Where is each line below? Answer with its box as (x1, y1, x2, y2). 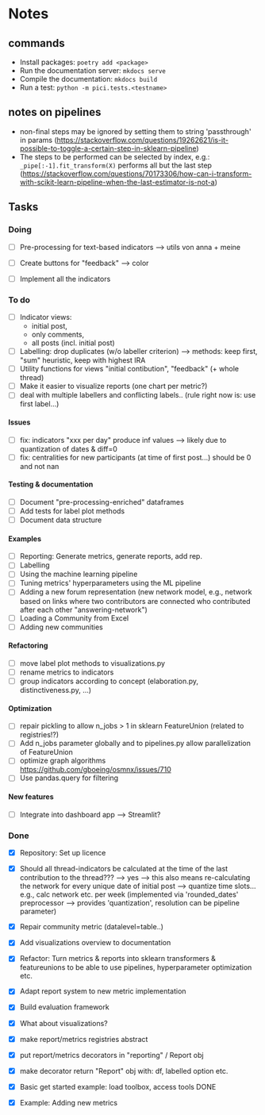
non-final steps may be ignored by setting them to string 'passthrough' (19, 126, 252, 136)
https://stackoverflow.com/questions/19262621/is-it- (56, 135, 229, 144)
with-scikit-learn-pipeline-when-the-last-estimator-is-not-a (19, 177, 216, 186)
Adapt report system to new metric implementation (19, 986, 186, 996)
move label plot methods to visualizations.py (19, 658, 165, 667)
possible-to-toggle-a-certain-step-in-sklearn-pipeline (19, 144, 197, 153)
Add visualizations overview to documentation (19, 938, 171, 948)
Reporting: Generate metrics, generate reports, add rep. (19, 552, 202, 561)
